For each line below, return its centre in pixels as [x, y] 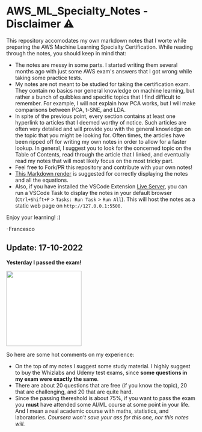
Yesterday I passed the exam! [44, 262]
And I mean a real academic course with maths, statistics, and [92, 411]
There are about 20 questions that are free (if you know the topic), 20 [101, 385]
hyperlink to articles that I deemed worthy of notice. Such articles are [100, 122]
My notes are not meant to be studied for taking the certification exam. [103, 84]
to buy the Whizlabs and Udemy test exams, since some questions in [101, 372]
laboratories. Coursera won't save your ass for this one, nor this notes [102, 417]
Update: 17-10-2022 [44, 248]
